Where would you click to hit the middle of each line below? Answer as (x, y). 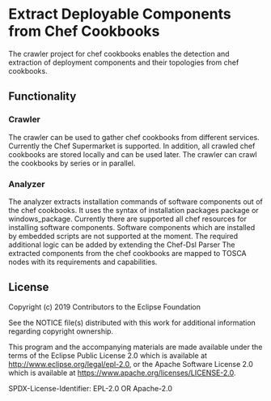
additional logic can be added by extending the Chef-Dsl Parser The (122, 245)
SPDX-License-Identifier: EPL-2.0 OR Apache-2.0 (90, 388)
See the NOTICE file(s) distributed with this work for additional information (132, 322)
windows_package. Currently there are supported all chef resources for (128, 219)
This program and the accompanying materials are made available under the (135, 347)
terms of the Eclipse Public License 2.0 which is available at (108, 355)
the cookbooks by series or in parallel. (72, 163)
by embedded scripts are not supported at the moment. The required (123, 236)
